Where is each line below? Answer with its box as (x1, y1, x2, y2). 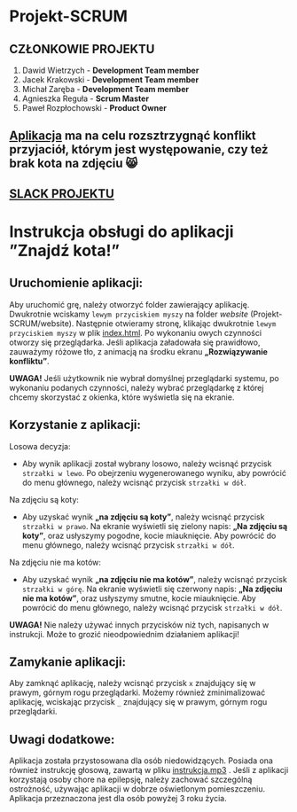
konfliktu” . (9, 355, 50, 366)
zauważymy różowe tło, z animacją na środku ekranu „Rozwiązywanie (9, 346, 269, 356)
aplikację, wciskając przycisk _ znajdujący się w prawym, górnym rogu (9, 697, 268, 707)
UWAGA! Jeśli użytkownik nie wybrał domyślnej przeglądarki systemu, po (9, 372, 279, 383)
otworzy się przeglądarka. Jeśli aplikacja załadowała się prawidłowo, (9, 337, 261, 347)
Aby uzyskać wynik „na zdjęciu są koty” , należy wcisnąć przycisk (21, 511, 265, 522)
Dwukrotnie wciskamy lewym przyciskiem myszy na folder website (9, 308, 249, 319)
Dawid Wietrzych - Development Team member (21, 65, 199, 75)
